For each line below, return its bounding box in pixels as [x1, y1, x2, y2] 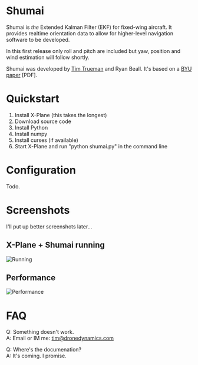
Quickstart [6, 92, 60, 105]
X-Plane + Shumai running [6, 240, 105, 250]
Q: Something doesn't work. [6, 328, 74, 336]
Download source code [14, 118, 72, 125]
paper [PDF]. [6, 71, 38, 78]
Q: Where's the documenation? [6, 346, 81, 353]
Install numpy [14, 130, 48, 137]
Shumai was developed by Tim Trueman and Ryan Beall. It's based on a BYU [6, 65, 192, 72]
